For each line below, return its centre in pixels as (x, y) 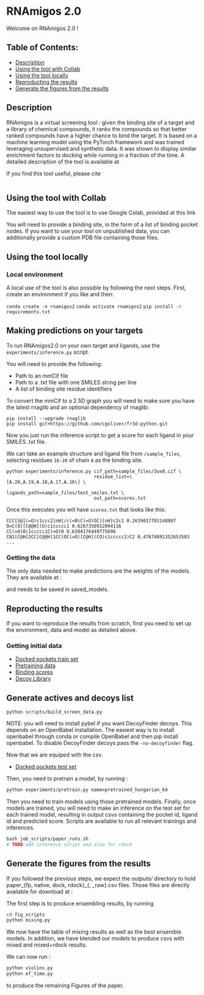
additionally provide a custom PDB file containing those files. (83, 238)
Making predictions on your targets (75, 331)
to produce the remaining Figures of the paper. (65, 986)
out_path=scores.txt (120, 498)
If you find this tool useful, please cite (53, 173)
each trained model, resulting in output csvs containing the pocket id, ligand (102, 814)
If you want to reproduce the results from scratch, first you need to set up (99, 623)
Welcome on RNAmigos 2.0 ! (42, 28)
